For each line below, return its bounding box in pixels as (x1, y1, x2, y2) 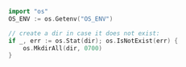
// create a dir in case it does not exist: (8, 29, 160, 37)
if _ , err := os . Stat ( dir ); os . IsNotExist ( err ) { (8, 37, 179, 45)
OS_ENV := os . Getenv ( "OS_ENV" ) (8, 14, 114, 23)
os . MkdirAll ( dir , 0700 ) (23, 44, 103, 52)
